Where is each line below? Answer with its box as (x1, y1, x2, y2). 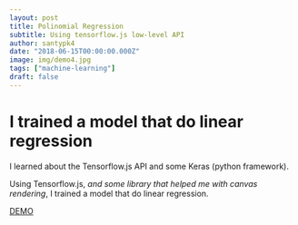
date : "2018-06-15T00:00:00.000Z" (9, 47, 141, 56)
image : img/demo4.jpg (9, 55, 92, 64)
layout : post (9, 13, 59, 23)
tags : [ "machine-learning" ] (9, 64, 116, 73)
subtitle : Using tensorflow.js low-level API (9, 30, 184, 39)
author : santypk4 (9, 38, 75, 48)
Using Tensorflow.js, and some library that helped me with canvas (9, 178, 258, 189)
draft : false (9, 73, 59, 82)
